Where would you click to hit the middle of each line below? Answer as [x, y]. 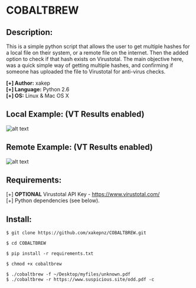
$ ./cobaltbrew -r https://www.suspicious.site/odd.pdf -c [80, 280]
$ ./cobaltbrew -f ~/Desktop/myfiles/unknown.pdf [68, 274]
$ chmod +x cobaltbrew [34, 264]
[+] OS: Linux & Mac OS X [37, 96]
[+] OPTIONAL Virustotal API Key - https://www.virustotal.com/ [83, 194]
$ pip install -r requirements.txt [50, 254]
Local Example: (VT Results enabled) [75, 114]
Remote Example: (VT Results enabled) [80, 147]
